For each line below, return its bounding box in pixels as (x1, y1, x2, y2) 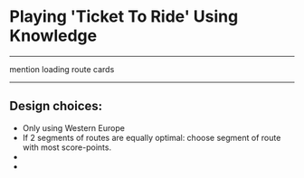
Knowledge (9, 25, 98, 46)
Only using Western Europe (22, 122, 125, 133)
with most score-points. (22, 142, 111, 153)
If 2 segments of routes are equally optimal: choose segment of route (22, 132, 281, 143)
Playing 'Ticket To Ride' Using (9, 6, 239, 27)
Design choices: (9, 98, 103, 114)
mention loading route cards (9, 63, 115, 74)
